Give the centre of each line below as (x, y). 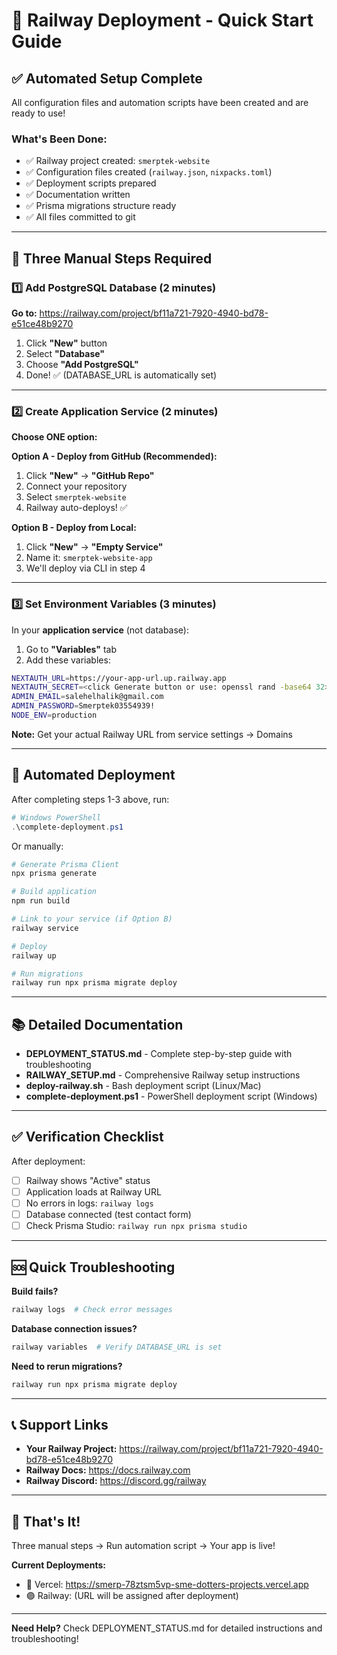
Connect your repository (76, 486)
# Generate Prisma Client (65, 864)
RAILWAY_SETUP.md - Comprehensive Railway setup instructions (163, 1075)
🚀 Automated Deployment (93, 775)
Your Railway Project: (71, 1449)
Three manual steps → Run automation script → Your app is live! (143, 1546)
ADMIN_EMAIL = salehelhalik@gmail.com (87, 697)
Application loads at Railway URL (93, 1191)
